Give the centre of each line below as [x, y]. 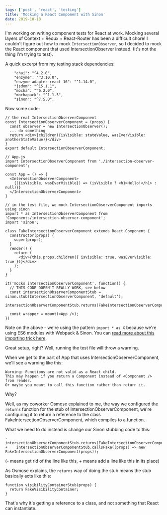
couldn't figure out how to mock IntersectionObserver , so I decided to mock [83, 44]
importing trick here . [26, 338]
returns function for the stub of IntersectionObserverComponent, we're [79, 409]
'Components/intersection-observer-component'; [55, 218]
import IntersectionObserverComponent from [51, 162]
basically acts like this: [28, 476]
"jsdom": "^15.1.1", [35, 86]
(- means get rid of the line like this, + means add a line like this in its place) [83, 461]
